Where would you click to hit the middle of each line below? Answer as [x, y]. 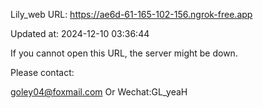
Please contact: [42, 72]
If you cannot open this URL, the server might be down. [124, 53]
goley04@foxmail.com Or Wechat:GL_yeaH [99, 92]
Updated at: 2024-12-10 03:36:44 [80, 33]
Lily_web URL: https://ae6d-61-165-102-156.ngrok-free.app [131, 14]
